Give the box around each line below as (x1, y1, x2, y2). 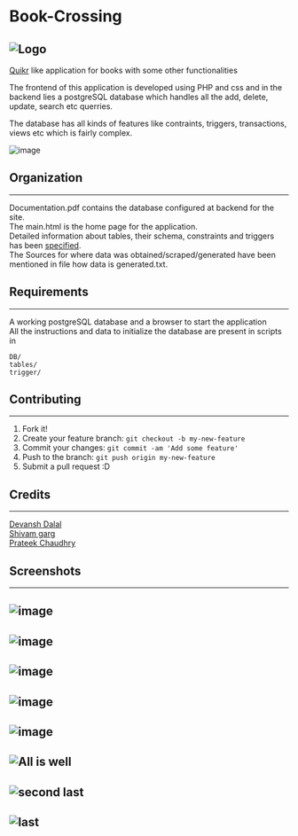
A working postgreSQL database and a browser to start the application (9, 316, 268, 327)
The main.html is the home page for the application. (9, 221, 198, 231)
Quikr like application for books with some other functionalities (9, 65, 238, 75)
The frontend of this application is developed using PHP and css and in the (9, 82, 282, 92)
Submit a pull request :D (21, 461, 111, 472)
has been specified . (9, 239, 82, 250)
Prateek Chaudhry (9, 538, 76, 549)
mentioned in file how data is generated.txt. (9, 259, 169, 270)
